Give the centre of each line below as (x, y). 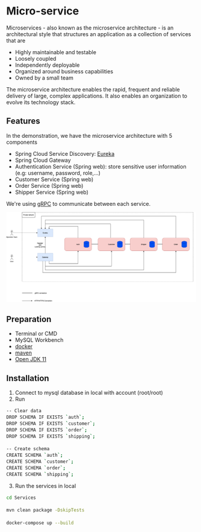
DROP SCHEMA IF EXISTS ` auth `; (45, 417)
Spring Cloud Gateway (43, 160)
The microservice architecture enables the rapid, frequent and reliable (93, 89)
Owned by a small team (44, 78)
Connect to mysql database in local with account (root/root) (89, 393)
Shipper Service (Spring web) (52, 192)
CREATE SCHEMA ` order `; (36, 468)
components (22, 142)
